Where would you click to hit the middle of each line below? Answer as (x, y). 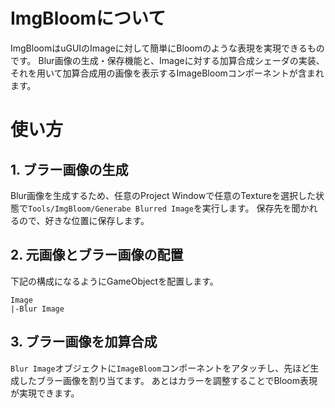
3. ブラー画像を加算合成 (84, 342)
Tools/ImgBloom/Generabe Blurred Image (111, 209)
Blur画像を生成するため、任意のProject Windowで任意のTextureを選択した (163, 195)
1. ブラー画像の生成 (69, 169)
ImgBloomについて (88, 18)
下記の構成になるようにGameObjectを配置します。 (114, 281)
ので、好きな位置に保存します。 (84, 220)
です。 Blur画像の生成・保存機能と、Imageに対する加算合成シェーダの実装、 (167, 60)
